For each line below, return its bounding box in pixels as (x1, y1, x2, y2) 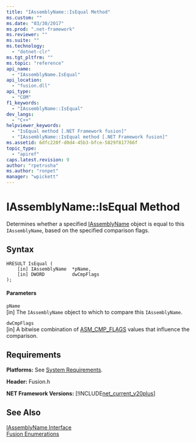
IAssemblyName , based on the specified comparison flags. (6, 227, 150, 234)
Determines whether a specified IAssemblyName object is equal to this (6, 220, 185, 227)
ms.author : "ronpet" (6, 168, 59, 174)
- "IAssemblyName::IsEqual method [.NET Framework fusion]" (12, 134, 168, 141)
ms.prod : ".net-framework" (6, 26, 75, 32)
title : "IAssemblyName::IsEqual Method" (6, 9, 111, 15)
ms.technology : (6, 43, 45, 49)
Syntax (6, 244, 34, 255)
